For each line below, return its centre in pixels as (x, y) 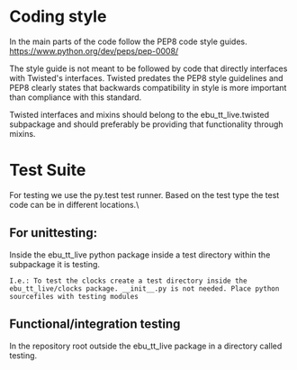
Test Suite (48, 171)
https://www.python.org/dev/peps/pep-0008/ (94, 50)
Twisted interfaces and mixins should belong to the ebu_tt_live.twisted (139, 114)
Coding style (58, 17)
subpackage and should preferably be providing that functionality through (146, 124)
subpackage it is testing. (55, 264)
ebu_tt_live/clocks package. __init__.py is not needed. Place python (144, 289)
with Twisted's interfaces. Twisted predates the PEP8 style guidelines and (146, 77)
